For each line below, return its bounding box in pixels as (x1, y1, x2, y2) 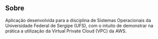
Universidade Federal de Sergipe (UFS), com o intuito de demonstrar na (5, 22, 153, 28)
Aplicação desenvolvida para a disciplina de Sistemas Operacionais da (5, 17, 151, 23)
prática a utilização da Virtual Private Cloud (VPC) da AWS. (5, 27, 127, 34)
